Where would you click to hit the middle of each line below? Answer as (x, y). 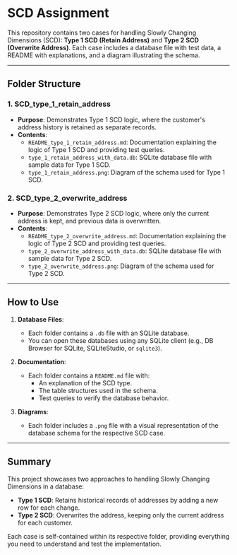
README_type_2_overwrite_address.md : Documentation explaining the (127, 235)
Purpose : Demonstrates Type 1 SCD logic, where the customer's (111, 119)
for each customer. (45, 522)
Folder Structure (44, 84)
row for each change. (49, 508)
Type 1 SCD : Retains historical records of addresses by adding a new (118, 500)
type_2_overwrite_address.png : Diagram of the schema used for (121, 266)
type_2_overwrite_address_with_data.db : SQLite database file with (124, 251)
